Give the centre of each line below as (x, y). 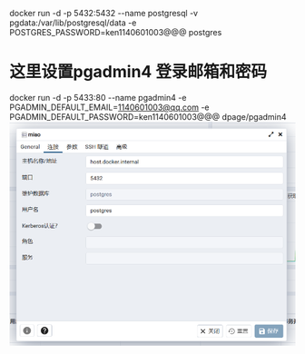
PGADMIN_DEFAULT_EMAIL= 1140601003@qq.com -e (109, 107)
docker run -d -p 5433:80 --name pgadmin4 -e (98, 97)
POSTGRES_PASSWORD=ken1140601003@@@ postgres (116, 32)
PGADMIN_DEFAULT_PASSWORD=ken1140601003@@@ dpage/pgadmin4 (148, 116)
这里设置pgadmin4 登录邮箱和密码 (138, 72)
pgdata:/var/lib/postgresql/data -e (73, 23)
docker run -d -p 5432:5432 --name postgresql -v (103, 13)
